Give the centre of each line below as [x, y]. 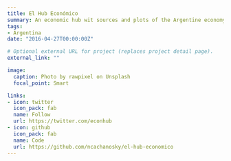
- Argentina [24, 33]
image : [16, 70]
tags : [15, 26]
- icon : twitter [30, 102]
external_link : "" [33, 58]
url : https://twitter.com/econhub [63, 121]
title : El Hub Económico [43, 13]
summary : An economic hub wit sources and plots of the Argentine [104, 20]
